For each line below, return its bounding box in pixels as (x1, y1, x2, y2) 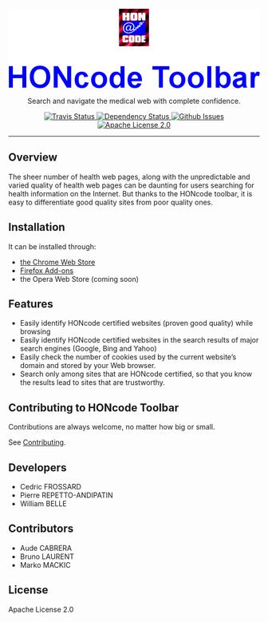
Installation (8, 220, 65, 234)
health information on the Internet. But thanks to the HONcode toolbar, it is (8, 188, 253, 198)
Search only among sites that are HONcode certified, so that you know (19, 369, 253, 379)
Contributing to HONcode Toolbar (8, 401, 179, 414)
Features (8, 297, 53, 311)
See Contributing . (8, 438, 66, 447)
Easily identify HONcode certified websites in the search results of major (19, 335, 259, 345)
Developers (8, 461, 67, 474)
